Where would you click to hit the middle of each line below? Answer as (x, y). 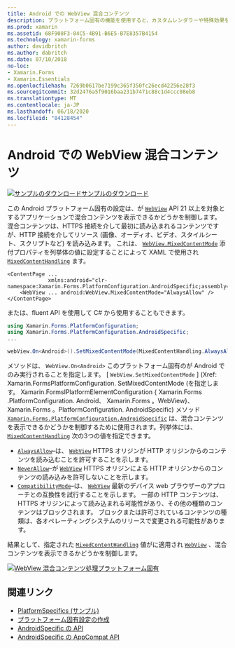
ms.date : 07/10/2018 (37, 60)
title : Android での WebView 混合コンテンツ (68, 14)
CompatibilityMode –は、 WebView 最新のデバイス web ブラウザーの (112, 486)
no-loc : (19, 66)
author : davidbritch (37, 46)
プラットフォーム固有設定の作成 (63, 619)
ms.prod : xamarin (33, 27)
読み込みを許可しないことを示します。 (97, 477)
